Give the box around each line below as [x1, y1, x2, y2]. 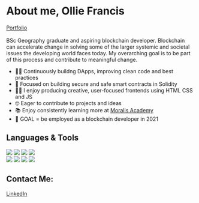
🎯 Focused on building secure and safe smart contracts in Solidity [14, 80, 178, 88]
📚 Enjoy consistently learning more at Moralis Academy [14, 106, 154, 114]
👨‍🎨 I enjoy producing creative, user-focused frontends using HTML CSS [14, 86, 193, 94]
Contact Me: [6, 174, 54, 184]
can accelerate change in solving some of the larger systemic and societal [6, 43, 190, 50]
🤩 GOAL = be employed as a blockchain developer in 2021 [14, 115, 159, 123]
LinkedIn [6, 190, 28, 197]
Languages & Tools [6, 133, 79, 143]
